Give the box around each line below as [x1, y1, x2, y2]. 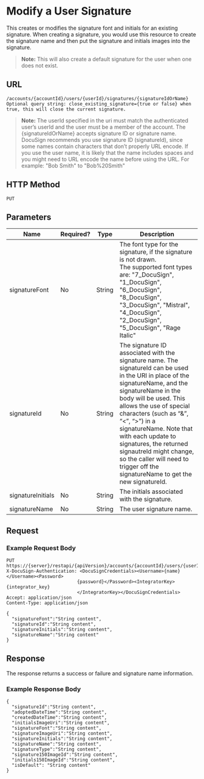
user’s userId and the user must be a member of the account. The [21, 123, 186, 130]
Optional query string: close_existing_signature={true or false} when [6, 101, 191, 107]
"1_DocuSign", [119, 278, 162, 286]
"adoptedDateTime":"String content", [12, 709, 107, 715]
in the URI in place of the [119, 371, 189, 380]
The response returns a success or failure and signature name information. [6, 669, 194, 677]
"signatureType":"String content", [12, 746, 102, 753]
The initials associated [119, 487, 183, 496]
